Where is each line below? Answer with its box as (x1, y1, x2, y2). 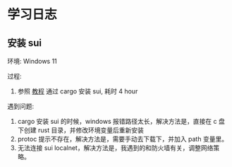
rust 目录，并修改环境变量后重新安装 (37, 126, 145, 134)
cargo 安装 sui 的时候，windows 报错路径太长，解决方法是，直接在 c (17, 117, 217, 125)
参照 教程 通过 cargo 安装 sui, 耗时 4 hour (17, 87, 138, 96)
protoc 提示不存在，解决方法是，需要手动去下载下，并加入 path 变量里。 (17, 135, 228, 143)
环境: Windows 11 (7, 57, 58, 65)
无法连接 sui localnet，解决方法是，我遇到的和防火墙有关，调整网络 (17, 144, 214, 152)
